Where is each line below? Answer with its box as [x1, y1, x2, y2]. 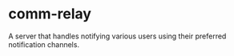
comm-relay [8, 5, 92, 23]
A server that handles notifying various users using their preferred [8, 31, 227, 41]
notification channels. [8, 39, 80, 49]
